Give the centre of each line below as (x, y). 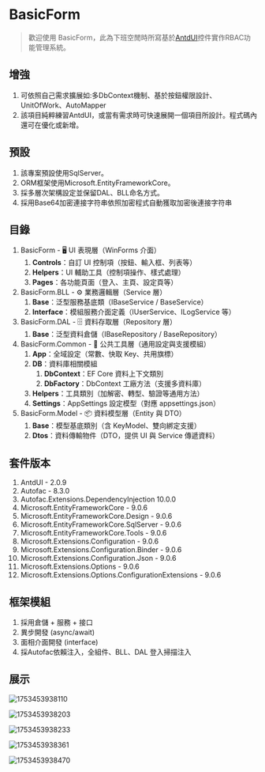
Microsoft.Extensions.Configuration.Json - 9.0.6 (98, 558)
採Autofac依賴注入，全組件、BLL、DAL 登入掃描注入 (106, 652)
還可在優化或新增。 (52, 125)
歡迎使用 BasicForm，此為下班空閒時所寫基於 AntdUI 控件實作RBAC (136, 37)
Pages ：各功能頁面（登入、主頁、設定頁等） (105, 282)
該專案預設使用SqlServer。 (64, 172)
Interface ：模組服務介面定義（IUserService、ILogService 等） (134, 312)
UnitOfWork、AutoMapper (63, 105)
